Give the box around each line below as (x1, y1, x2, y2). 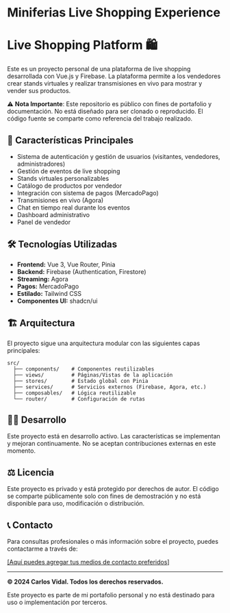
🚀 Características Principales (7, 134, 133, 146)
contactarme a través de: (7, 545, 78, 553)
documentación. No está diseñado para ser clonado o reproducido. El (7, 108, 203, 116)
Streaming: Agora (16, 275, 68, 283)
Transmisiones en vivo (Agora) (16, 196, 104, 204)
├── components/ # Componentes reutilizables (13, 365, 155, 373)
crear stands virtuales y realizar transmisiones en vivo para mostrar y (7, 79, 203, 88)
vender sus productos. (7, 87, 71, 95)
